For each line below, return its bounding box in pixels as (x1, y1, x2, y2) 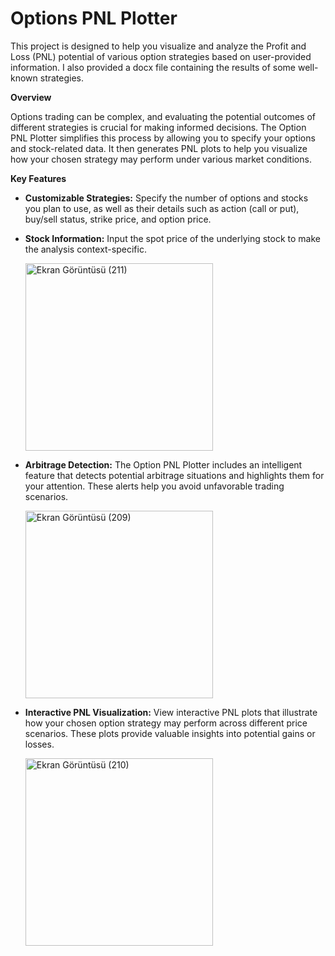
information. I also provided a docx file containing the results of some (10, 61, 296, 73)
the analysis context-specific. (24, 243, 147, 255)
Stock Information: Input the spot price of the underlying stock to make (24, 232, 322, 244)
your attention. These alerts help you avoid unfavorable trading (24, 480, 285, 492)
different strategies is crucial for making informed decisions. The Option (10, 121, 307, 133)
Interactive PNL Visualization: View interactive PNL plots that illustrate (24, 706, 318, 718)
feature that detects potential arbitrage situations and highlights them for (24, 469, 325, 481)
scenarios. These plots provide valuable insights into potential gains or (24, 727, 316, 739)
